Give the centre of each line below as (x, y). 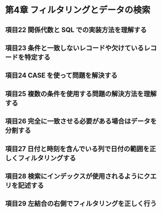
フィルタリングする (47, 158)
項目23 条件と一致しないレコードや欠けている (74, 48)
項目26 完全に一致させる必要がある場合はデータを (81, 121)
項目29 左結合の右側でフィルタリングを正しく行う (81, 204)
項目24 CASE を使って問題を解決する (61, 76)
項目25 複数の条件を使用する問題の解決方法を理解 (81, 94)
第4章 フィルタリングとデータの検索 (78, 10)
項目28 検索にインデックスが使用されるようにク (78, 176)
